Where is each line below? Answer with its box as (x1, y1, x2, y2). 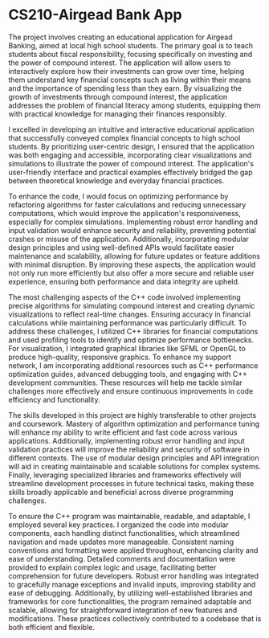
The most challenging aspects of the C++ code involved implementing (8, 292, 241, 302)
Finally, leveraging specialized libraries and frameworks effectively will (8, 470, 242, 480)
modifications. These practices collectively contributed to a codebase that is (8, 613, 262, 624)
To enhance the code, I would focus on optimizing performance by (8, 191, 229, 201)
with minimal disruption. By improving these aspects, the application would (8, 260, 256, 269)
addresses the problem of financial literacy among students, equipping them (8, 100, 261, 110)
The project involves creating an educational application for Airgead (8, 32, 233, 42)
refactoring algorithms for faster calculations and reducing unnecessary (8, 199, 247, 210)
